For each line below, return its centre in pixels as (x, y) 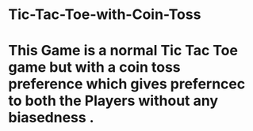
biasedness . (51, 118)
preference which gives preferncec (127, 84)
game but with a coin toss (94, 67)
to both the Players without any (113, 101)
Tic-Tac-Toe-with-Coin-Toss (105, 15)
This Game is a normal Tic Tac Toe (123, 51)
